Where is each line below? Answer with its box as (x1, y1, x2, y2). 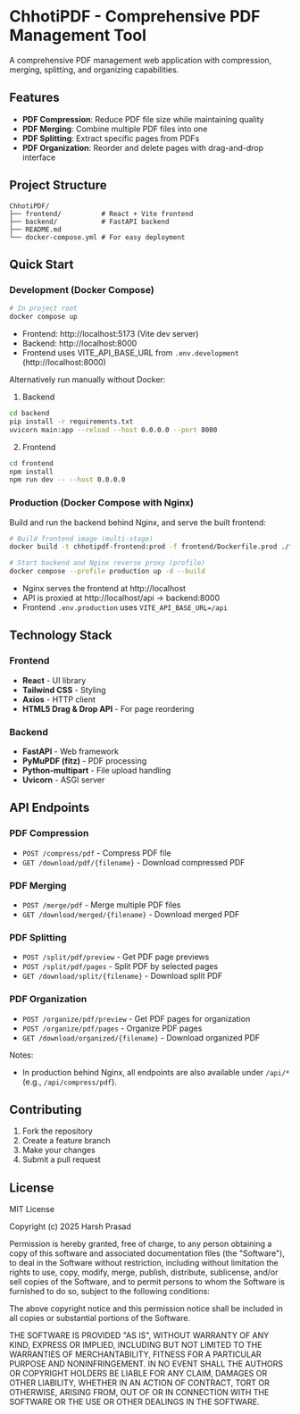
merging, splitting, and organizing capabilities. (9, 64, 179, 75)
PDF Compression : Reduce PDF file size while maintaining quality (21, 113, 265, 124)
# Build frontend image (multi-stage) (9, 534, 154, 543)
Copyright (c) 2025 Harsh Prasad (9, 1221, 131, 1232)
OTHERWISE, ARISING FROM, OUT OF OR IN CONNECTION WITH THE (9, 1387, 270, 1398)
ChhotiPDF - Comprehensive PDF (9, 6, 261, 27)
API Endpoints (9, 800, 90, 816)
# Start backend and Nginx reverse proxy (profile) (9, 558, 205, 568)
